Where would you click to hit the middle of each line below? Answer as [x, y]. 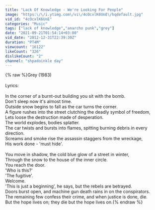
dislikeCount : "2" [24, 56]
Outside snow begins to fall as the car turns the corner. [61, 107]
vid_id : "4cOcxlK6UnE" [29, 19]
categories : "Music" [27, 24]
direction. [15, 133]
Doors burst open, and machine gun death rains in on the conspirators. [78, 192]
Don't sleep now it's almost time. [39, 102]
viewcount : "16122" [25, 47]
